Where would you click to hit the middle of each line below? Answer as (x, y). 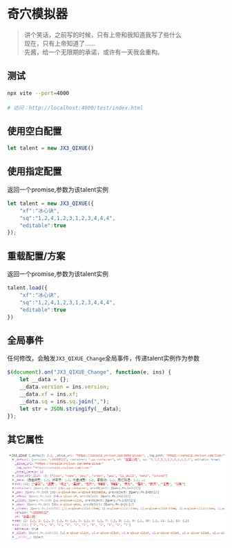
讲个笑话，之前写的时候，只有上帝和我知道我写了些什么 (103, 35)
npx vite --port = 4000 (38, 93)
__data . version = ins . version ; (65, 387)
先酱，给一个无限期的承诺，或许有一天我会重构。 (94, 52)
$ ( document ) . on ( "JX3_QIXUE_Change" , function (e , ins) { (89, 372)
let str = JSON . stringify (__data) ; (71, 409)
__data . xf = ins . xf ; (49, 394)
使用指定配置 (35, 171)
